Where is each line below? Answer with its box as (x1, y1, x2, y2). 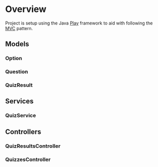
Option (5, 55, 23, 62)
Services (5, 97, 34, 105)
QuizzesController (5, 156, 51, 163)
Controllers (5, 127, 42, 136)
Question (5, 68, 29, 75)
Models (5, 40, 29, 48)
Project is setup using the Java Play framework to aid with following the (5, 20, 153, 26)
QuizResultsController (5, 142, 61, 149)
